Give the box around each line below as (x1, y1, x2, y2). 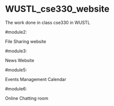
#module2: (5, 29, 27, 35)
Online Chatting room (5, 95, 48, 101)
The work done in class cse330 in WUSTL (5, 20, 90, 25)
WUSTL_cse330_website (5, 3, 110, 15)
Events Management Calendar (5, 76, 66, 82)
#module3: (5, 48, 27, 54)
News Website (5, 57, 34, 63)
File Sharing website (5, 38, 47, 44)
